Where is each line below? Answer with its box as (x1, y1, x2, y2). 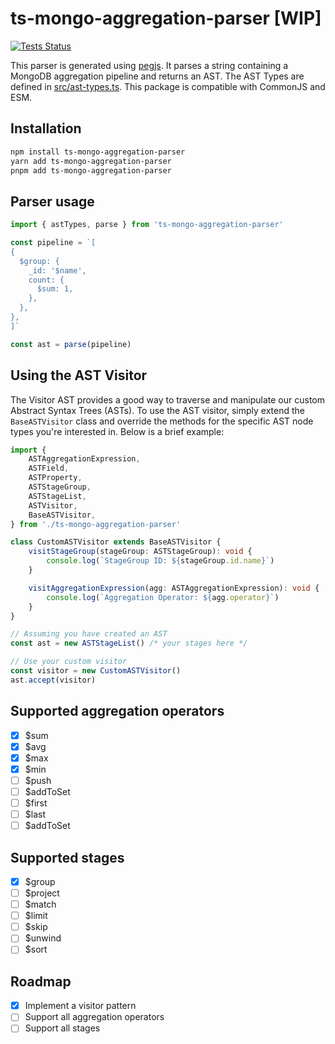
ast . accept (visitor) (10, 675, 97, 685)
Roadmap (10, 973, 72, 990)
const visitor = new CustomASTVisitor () (10, 666, 182, 676)
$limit (24, 910, 48, 922)
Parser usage (10, 193, 95, 210)
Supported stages (10, 849, 125, 866)
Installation (10, 120, 82, 137)
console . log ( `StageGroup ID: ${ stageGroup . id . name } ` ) (46, 556, 275, 566)
